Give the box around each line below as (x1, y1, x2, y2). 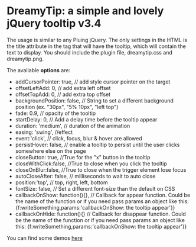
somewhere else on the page (15, 147, 86, 155)
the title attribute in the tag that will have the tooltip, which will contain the (6, 43, 187, 50)
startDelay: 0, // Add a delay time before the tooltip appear (15, 116, 158, 123)
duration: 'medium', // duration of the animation (15, 122, 130, 129)
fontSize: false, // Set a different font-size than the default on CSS (15, 185, 175, 192)
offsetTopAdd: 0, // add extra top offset (15, 91, 111, 98)
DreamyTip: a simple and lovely (6, 4, 164, 18)
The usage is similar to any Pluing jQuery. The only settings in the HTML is (6, 36, 188, 43)
